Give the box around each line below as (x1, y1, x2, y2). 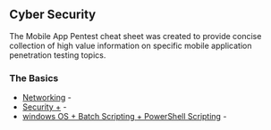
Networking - (21, 93, 72, 103)
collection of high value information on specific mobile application (9, 40, 252, 51)
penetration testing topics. (9, 49, 106, 61)
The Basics (9, 71, 59, 84)
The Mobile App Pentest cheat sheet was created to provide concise (9, 30, 262, 41)
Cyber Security (9, 7, 97, 22)
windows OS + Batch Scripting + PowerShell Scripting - (21, 111, 227, 122)
